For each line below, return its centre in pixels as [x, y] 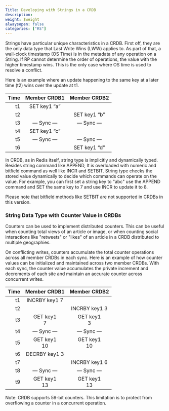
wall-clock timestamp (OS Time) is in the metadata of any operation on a [81, 54]
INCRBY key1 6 [89, 362]
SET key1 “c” [45, 131]
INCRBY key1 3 [89, 309]
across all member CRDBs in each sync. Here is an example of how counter [84, 258]
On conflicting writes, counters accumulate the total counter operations [80, 252]
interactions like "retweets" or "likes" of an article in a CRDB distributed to [82, 237]
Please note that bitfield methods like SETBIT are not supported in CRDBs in [84, 197]
